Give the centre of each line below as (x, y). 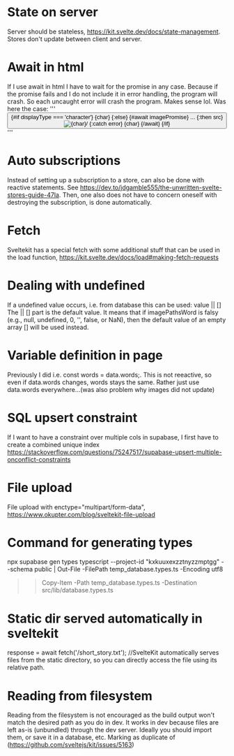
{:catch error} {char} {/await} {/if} (130, 123)
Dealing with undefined (76, 285)
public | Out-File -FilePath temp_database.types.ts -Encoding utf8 (129, 569)
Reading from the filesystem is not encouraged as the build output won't (111, 715)
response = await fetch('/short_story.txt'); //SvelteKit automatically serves (113, 653)
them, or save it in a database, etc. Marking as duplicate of (91, 737)
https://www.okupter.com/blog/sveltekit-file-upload (81, 514)
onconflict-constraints (39, 459)
